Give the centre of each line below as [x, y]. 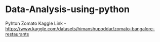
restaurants [17, 34]
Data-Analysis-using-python [68, 9]
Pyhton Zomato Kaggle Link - [36, 23]
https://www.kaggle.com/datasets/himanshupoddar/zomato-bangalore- [80, 28]
